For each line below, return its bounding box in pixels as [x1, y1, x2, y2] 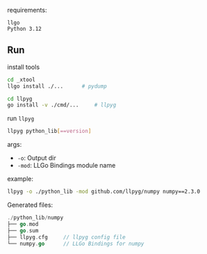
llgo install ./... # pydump [7, 83, 108, 90]
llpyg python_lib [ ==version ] [7, 128, 92, 135]
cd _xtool [7, 76, 36, 83]
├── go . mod [7, 221, 39, 228]
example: [7, 175, 33, 183]
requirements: [7, 6, 47, 14]
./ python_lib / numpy [7, 214, 64, 221]
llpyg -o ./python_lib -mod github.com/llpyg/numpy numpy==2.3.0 [7, 188, 200, 196]
